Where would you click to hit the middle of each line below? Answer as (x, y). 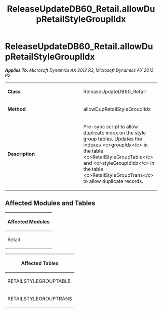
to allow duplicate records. (114, 181)
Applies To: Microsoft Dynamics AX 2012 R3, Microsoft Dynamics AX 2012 (79, 70)
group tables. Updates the (113, 139)
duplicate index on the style (115, 133)
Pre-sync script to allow (111, 126)
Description (21, 154)
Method (17, 109)
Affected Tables (40, 263)
